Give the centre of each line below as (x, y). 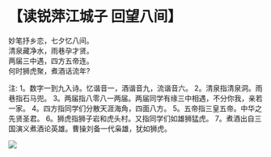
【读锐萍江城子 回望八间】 (95, 17)
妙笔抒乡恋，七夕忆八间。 (51, 40)
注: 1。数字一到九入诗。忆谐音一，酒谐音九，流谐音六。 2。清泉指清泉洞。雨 (135, 88)
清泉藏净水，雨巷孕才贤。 (51, 50)
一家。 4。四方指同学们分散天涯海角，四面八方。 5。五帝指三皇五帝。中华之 (135, 108)
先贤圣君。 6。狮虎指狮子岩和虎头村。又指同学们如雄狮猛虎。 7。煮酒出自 (131, 118)
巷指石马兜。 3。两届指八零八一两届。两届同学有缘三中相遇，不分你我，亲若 (135, 98)
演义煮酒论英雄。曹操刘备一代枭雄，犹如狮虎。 (93, 128)
